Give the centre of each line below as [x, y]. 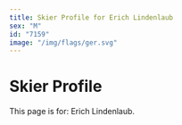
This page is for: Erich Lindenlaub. [72, 112]
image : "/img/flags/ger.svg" [63, 42]
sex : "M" [25, 26]
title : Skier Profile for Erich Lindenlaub [91, 17]
